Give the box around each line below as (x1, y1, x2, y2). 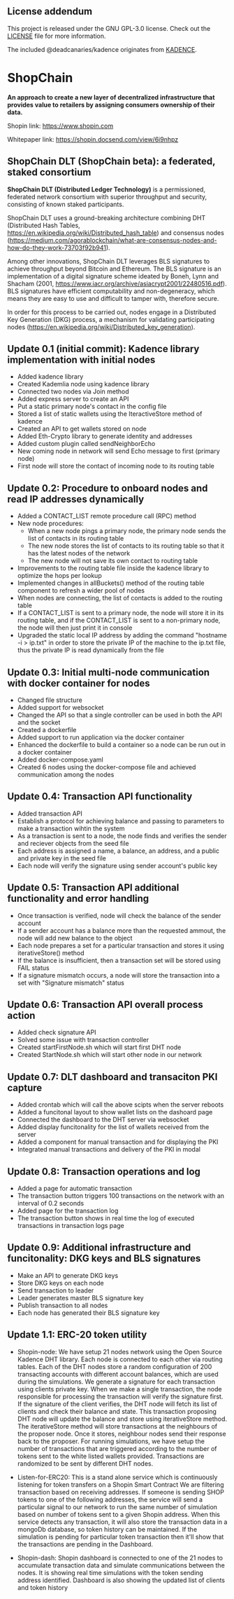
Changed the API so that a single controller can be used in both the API (17, 711, 222, 719)
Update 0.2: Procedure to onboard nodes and (7, 482, 208, 494)
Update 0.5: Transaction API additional (7, 882, 180, 893)
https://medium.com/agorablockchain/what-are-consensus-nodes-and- (9, 236, 218, 244)
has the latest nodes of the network (27, 549, 131, 558)
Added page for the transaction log (17, 1206, 119, 1215)
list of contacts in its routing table (27, 534, 124, 543)
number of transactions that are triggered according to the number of (17, 1444, 218, 1452)
